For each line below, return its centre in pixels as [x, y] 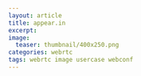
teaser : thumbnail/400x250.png [67, 45]
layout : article [35, 15]
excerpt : [23, 30]
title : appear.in [37, 23]
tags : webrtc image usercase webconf [71, 60]
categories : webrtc [41, 52]
